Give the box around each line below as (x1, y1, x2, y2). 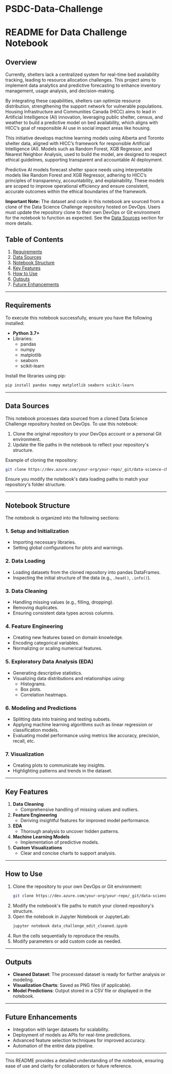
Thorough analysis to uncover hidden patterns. (20, 828, 119, 834)
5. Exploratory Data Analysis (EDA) (5, 658, 94, 665)
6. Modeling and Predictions (5, 704, 77, 711)
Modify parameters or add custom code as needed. (12, 938, 122, 944)
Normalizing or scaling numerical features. (12, 645, 103, 651)
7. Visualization (5, 750, 45, 758)
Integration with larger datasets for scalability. (12, 1026, 110, 1032)
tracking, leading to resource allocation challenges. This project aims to (5, 77, 156, 83)
